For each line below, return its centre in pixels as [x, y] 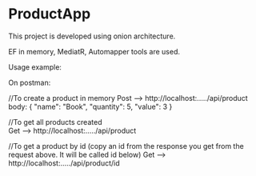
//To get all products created [55, 122]
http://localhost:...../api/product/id [64, 163]
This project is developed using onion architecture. [92, 36]
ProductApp [50, 14]
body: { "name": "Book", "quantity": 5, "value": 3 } [90, 106]
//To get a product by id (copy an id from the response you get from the [126, 146]
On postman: [30, 82]
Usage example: [35, 67]
